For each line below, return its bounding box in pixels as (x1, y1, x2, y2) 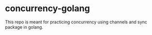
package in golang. (5, 24, 44, 30)
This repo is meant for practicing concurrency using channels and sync (5, 19, 148, 25)
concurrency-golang (5, 3, 91, 14)
